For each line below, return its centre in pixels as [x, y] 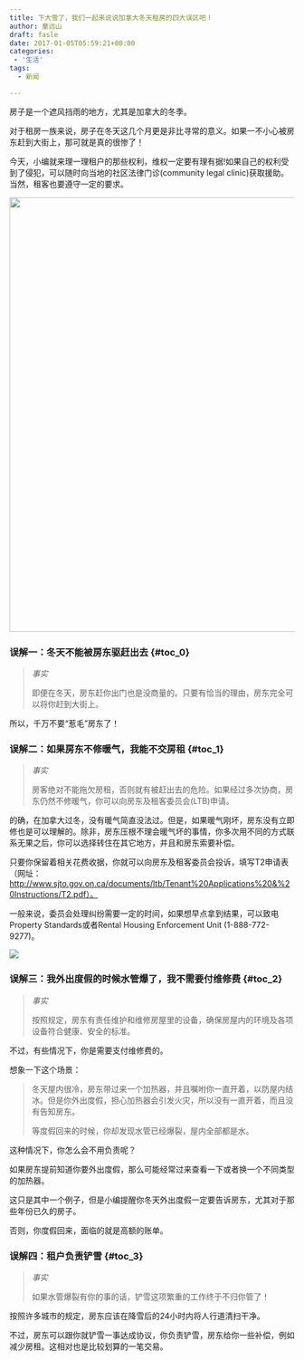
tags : [19, 69]
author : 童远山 [36, 26]
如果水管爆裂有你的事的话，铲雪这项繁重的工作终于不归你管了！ [150, 1297]
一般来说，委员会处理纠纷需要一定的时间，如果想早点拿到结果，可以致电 [144, 914]
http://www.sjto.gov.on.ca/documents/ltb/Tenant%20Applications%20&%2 [150, 884]
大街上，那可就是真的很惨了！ [89, 142]
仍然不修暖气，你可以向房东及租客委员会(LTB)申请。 [137, 801]
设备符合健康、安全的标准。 [83, 1031]
